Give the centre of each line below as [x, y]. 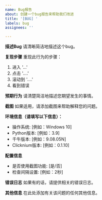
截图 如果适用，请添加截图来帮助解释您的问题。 [52, 106]
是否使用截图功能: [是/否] [37, 166]
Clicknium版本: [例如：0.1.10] [41, 145]
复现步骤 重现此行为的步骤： [33, 57]
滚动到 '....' [22, 80]
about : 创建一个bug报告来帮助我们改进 [40, 14]
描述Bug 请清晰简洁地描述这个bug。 [41, 46]
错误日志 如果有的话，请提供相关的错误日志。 [50, 182]
